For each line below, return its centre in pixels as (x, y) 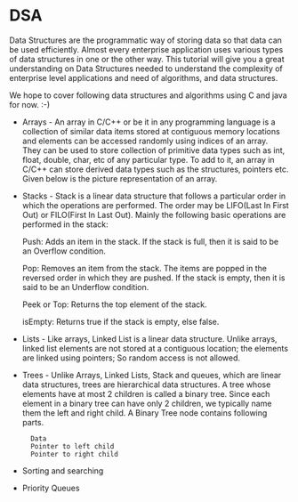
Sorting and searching (63, 470)
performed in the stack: (65, 224)
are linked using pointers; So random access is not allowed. (131, 358)
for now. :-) (30, 104)
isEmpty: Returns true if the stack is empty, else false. (121, 321)
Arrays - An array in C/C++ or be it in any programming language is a (149, 122)
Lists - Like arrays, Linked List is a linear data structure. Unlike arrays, (149, 338)
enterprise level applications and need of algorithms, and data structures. (144, 77)
